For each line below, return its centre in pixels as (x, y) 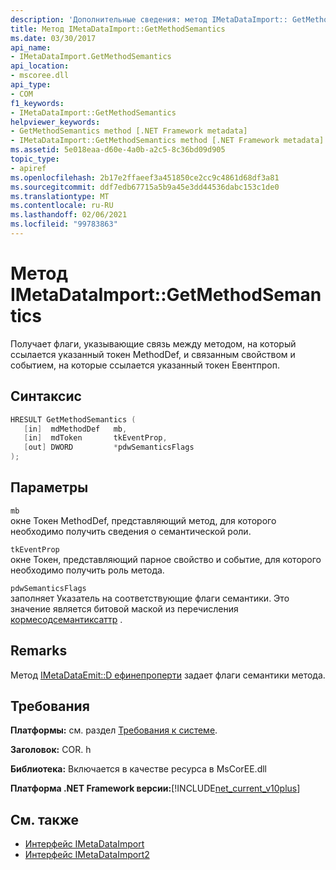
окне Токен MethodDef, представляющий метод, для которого (143, 520)
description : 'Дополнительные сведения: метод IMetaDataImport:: (149, 19)
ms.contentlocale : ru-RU (62, 206)
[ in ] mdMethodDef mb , (75, 429)
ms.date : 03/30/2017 (53, 38)
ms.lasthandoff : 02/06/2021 (69, 215)
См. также (45, 819)
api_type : (31, 85)
